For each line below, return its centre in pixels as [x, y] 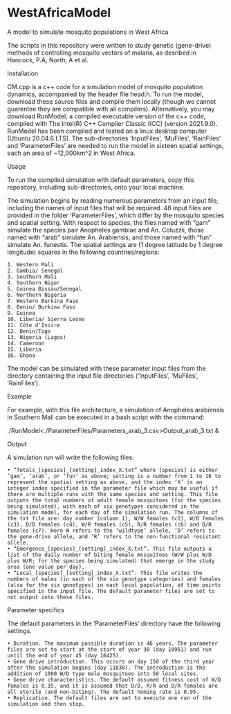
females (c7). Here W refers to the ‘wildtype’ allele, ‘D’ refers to [111, 531]
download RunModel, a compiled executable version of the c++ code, [107, 116]
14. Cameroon [26, 343]
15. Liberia [24, 349]
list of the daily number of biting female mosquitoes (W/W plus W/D [110, 555]
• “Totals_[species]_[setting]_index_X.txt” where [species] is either [112, 470]
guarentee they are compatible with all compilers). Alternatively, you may [111, 109]
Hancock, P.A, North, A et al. [48, 59]
